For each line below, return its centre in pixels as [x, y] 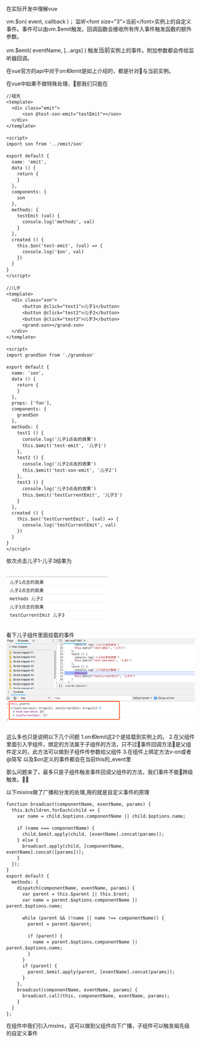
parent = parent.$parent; [60, 924]
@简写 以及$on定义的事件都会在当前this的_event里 [69, 759]
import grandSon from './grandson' [51, 355]
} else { [28, 840]
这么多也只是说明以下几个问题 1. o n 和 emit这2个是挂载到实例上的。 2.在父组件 [100, 737]
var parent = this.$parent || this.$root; [76, 894]
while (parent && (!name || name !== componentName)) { [93, 918]
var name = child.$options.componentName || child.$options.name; [101, 816]
